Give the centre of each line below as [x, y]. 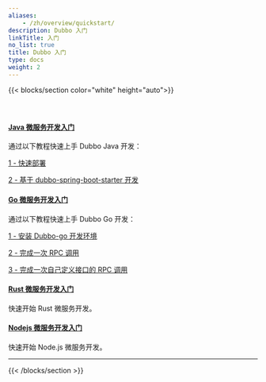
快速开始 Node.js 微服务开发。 [57, 347]
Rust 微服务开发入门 [41, 289]
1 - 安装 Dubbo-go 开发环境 [53, 236]
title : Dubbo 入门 [37, 52]
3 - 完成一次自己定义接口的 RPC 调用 [68, 269]
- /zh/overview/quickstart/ [68, 23]
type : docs [26, 60]
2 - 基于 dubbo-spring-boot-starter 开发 [73, 180]
